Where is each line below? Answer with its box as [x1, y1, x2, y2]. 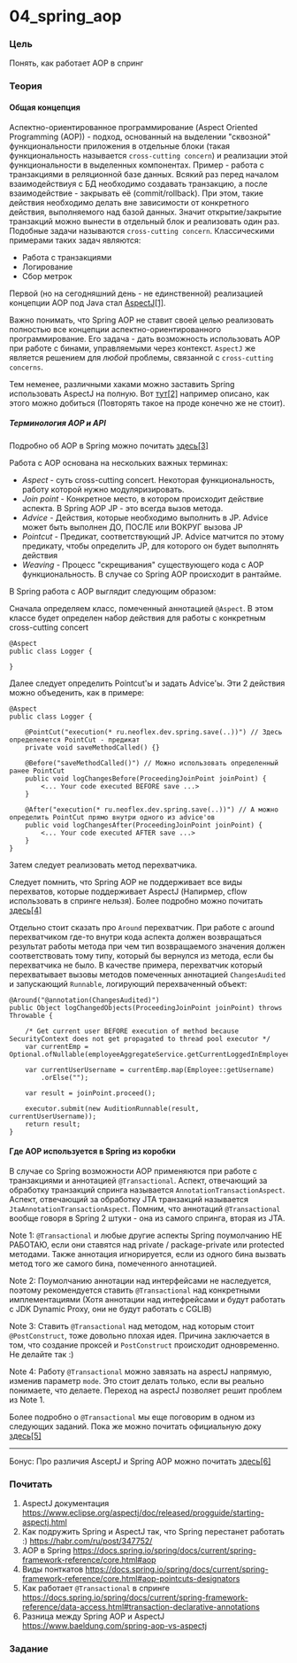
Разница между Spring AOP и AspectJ [21, 1611, 165, 1622]
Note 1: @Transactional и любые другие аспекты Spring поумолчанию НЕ [9, 1230, 283, 1240]
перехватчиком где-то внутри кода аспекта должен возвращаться [9, 931, 263, 942]
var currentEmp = [25, 1042, 89, 1051]
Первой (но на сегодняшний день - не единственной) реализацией [9, 288, 263, 299]
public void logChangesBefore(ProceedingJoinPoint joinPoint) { [25, 773, 267, 783]
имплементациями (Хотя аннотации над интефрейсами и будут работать [9, 1294, 286, 1304]
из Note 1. [9, 1394, 46, 1405]
